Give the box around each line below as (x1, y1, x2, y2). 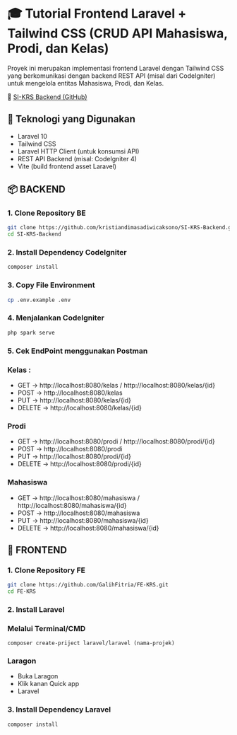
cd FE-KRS (7, 588, 37, 595)
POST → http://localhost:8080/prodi (17, 445, 123, 453)
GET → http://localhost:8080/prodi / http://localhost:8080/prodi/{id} (17, 437, 215, 446)
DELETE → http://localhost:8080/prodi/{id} (17, 460, 142, 468)
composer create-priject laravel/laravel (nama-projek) (7, 639, 175, 647)
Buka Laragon (17, 672, 59, 681)
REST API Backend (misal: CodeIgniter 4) (17, 154, 138, 163)
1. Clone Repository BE (7, 208, 86, 218)
